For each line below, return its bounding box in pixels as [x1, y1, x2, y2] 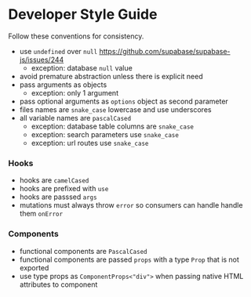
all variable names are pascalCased [19, 113, 132, 122]
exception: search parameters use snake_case [31, 129, 179, 139]
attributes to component [19, 280, 98, 289]
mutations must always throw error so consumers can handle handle [19, 201, 243, 210]
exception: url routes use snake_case [31, 138, 149, 147]
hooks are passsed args [19, 192, 97, 201]
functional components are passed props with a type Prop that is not [19, 255, 239, 264]
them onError [19, 209, 64, 219]
